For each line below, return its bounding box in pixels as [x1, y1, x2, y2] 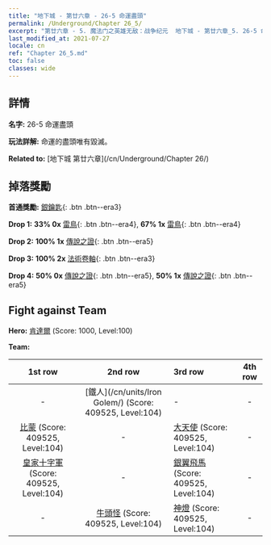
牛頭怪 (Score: [96, 508, 151, 519]
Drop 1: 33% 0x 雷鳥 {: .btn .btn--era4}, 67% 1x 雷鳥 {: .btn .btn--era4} [8, 220, 241, 229]
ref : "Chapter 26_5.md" [8, 49, 89, 57]
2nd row [107, 367, 140, 378]
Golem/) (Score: [93, 397, 154, 409]
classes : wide [8, 65, 56, 73]
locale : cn [8, 42, 45, 50]
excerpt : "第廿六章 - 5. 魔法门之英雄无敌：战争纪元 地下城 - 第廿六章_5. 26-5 [8, 27, 258, 35]
